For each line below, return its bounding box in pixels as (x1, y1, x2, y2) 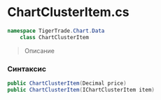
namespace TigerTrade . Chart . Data (7, 27, 105, 34)
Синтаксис (7, 64, 47, 73)
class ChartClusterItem (20, 34, 90, 41)
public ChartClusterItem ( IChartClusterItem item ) (7, 86, 155, 93)
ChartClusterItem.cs (7, 4, 129, 20)
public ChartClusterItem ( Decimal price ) (7, 80, 127, 87)
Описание (24, 46, 55, 55)
